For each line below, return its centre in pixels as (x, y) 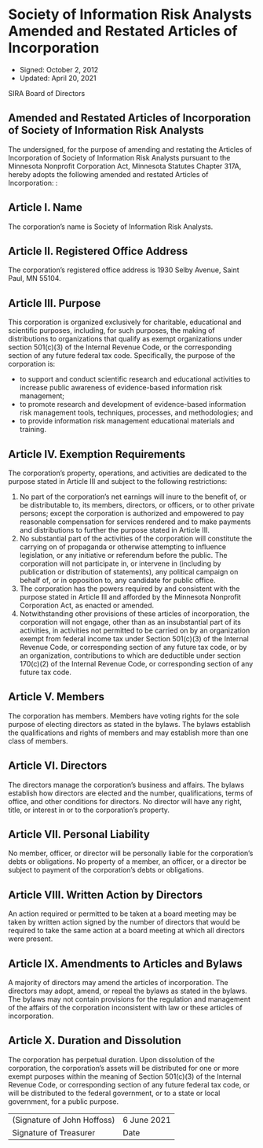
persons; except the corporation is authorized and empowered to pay (132, 513)
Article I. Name (45, 207)
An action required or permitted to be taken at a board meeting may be (122, 914)
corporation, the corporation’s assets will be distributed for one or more (124, 1068)
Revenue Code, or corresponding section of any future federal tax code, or (129, 1084)
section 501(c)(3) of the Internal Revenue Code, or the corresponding (120, 347)
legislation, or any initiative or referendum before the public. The (123, 555)
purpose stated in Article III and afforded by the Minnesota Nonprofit (130, 597)
